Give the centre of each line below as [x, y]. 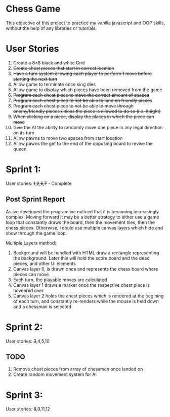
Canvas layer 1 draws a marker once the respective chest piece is [81, 285]
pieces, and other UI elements [45, 263]
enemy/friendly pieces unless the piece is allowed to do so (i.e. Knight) [87, 111]
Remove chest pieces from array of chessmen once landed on [78, 369]
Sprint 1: [23, 169]
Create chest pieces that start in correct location [63, 68]
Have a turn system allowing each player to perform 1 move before [82, 73]
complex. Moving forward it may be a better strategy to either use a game [82, 217]
